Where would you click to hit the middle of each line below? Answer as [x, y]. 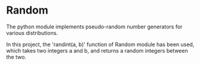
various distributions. [32, 32]
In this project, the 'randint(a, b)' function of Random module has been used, [100, 44]
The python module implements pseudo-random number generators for [94, 27]
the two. [16, 57]
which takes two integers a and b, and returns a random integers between [97, 50]
